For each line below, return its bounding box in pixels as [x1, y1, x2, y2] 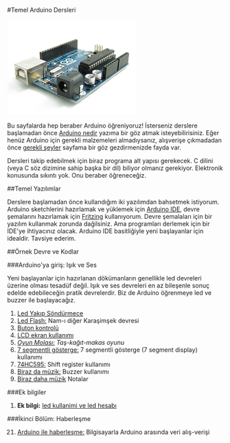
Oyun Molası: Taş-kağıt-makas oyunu [16, 339, 125, 346]
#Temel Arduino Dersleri [7, 6, 76, 14]
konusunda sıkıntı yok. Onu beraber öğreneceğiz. [7, 171, 146, 179]
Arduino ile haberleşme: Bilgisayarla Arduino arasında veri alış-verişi [16, 428, 210, 436]
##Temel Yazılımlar [7, 184, 61, 193]
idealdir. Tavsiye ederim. [7, 235, 76, 242]
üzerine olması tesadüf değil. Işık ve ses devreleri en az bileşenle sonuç [7, 281, 210, 289]
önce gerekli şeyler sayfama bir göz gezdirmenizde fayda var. [7, 143, 182, 152]
